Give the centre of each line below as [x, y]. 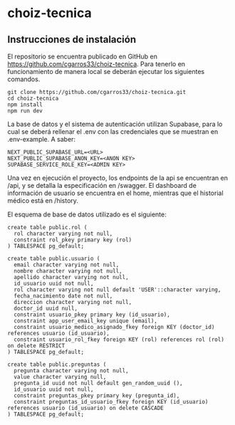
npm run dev [25, 111]
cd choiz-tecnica [33, 98]
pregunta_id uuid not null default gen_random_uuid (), [98, 383]
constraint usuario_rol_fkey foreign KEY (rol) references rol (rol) [119, 340]
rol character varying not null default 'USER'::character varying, [117, 290]
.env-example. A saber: [42, 139]
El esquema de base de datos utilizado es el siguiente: [87, 214]
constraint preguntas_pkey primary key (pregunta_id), [97, 396]
